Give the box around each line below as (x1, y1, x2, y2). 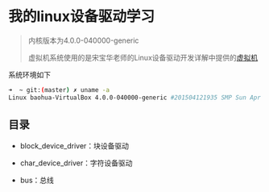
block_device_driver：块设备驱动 (19, 140, 129, 150)
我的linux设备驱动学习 (8, 7, 155, 26)
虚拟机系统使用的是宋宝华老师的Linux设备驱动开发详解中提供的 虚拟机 (27, 52, 259, 62)
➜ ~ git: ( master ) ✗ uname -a (8, 86, 110, 94)
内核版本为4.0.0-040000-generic (27, 35, 139, 45)
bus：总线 (19, 175, 55, 185)
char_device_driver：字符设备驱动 (19, 158, 133, 168)
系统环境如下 (8, 69, 51, 79)
